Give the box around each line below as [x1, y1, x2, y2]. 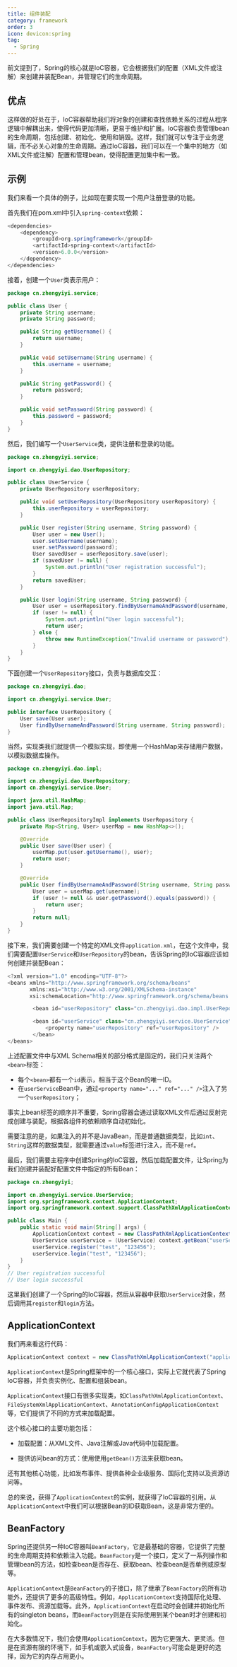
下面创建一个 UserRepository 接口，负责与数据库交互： [7, 669, 164, 677]
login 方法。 [63, 1299, 99, 1307]
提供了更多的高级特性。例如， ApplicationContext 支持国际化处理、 [31, 1592, 225, 1601]
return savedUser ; [32, 577, 87, 584]
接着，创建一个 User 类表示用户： [7, 275, 101, 283]
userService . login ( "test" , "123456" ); [32, 1250, 147, 1257]
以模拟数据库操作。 [7, 751, 63, 759]
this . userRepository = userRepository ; [32, 505, 150, 512]
